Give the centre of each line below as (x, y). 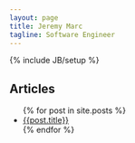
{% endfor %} (48, 130)
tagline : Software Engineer (63, 34)
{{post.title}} (46, 120)
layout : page (34, 18)
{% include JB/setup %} (54, 61)
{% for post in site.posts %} (74, 110)
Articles (33, 88)
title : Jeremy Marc (46, 26)
